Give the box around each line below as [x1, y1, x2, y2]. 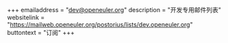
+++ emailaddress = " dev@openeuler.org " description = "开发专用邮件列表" [7, 6, 221, 13]
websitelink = [7, 13, 45, 21]
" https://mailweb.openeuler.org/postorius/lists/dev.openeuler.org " [7, 21, 193, 28]
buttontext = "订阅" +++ [7, 29, 75, 36]
